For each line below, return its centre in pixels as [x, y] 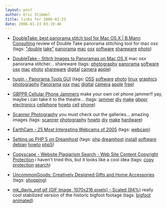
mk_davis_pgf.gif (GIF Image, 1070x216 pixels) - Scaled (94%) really [83, 190]
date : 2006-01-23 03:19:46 [33, 24]
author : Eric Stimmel [28, 15]
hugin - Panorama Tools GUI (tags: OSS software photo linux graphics [85, 79]
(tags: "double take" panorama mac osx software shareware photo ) [82, 49]
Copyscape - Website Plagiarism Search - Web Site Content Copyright [85, 154]
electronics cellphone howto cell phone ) [54, 105]
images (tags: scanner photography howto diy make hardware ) [77, 120]
